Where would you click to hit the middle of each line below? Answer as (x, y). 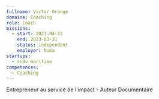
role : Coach (21, 23)
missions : (19, 28)
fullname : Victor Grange (37, 12)
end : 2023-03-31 (37, 39)
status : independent (43, 45)
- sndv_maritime (32, 61)
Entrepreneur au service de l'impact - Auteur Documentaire (79, 89)
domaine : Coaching (29, 17)
